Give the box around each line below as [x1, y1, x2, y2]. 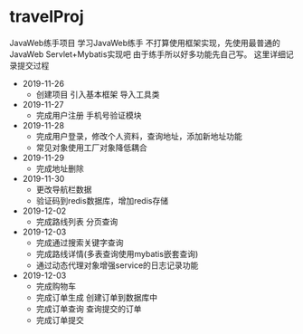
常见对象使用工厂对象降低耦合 [35, 142, 147, 153]
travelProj [9, 6, 84, 27]
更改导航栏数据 [35, 184, 92, 195]
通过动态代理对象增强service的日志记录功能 [35, 260, 199, 271]
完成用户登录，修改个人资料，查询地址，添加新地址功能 [35, 130, 242, 141]
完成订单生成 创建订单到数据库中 [35, 291, 158, 302]
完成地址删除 [35, 163, 84, 174]
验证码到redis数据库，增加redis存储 [35, 195, 169, 205]
